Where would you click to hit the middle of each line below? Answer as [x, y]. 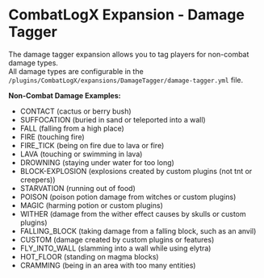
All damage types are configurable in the [76, 71]
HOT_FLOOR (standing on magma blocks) [89, 256]
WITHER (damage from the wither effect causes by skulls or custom [133, 214]
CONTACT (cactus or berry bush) [75, 111]
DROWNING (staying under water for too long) [97, 162]
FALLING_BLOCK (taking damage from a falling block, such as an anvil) [138, 230]
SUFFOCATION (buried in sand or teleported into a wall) [113, 119]
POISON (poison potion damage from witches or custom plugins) [128, 197]
